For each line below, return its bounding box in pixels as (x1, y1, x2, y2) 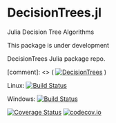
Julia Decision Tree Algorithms (7, 28, 95, 36)
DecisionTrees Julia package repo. (7, 54, 106, 63)
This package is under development (7, 41, 109, 49)
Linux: (7, 81, 25, 89)
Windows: (7, 95, 36, 103)
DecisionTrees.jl (7, 5, 102, 21)
